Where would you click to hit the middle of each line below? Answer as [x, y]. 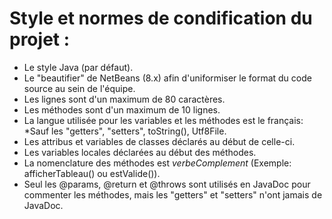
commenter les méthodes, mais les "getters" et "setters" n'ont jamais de [173, 194]
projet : [40, 39]
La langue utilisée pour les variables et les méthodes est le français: [163, 120]
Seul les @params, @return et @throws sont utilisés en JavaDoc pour [167, 184]
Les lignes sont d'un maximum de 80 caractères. [124, 99]
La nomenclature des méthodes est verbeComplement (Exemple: [157, 163]
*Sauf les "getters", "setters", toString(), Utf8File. [125, 131]
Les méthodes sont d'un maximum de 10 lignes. [122, 109]
